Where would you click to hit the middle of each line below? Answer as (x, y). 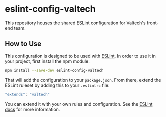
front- (153, 23)
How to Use (23, 44)
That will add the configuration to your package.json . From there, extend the (83, 80)
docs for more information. (33, 109)
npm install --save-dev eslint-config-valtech (54, 70)
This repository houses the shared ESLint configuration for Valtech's (75, 23)
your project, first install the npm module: (47, 61)
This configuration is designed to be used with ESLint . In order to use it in (81, 56)
